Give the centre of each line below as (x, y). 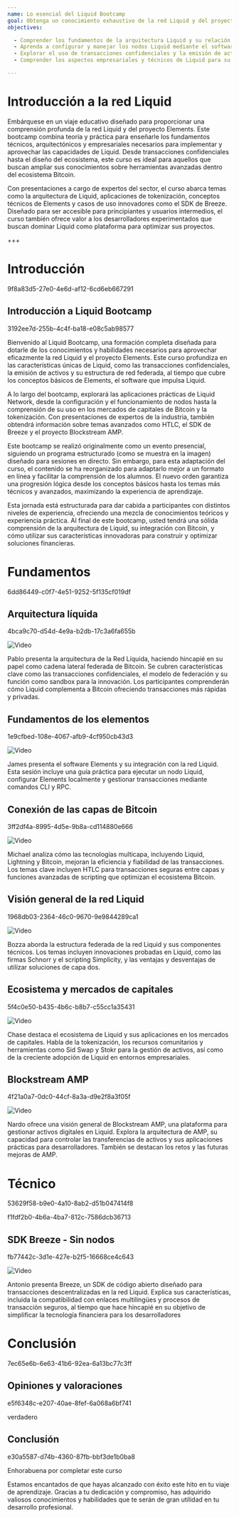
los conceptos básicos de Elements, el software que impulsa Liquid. (107, 380)
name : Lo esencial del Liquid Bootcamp (67, 14)
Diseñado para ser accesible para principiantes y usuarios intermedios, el (115, 211)
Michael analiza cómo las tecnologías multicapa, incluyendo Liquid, (106, 854)
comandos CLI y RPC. (39, 787)
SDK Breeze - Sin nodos (61, 1240)
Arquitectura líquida (53, 614)
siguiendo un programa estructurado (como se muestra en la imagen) (109, 453)
